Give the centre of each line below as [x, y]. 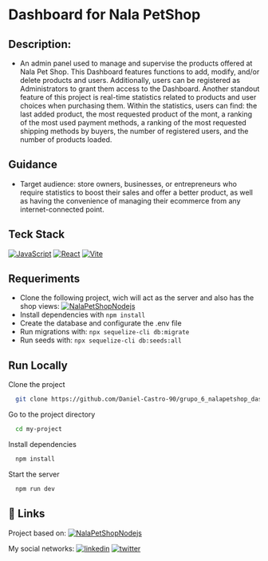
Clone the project [37, 385]
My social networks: [41, 548]
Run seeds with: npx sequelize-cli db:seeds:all [100, 340]
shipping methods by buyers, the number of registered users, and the [134, 131]
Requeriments [44, 279]
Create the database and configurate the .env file [100, 323]
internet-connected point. [62, 209]
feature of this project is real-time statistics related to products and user [138, 97]
